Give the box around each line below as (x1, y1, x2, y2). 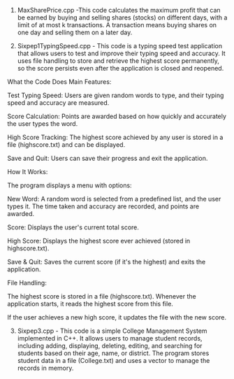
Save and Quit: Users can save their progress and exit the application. (7, 154, 208, 162)
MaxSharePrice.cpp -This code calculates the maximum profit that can (17, 6, 221, 14)
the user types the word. (7, 120, 78, 128)
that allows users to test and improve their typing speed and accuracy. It (17, 49, 226, 57)
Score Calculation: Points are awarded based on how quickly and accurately (7, 112, 227, 120)
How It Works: (7, 168, 48, 176)
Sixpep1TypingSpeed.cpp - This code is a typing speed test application (17, 42, 222, 50)
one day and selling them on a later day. (17, 28, 133, 36)
